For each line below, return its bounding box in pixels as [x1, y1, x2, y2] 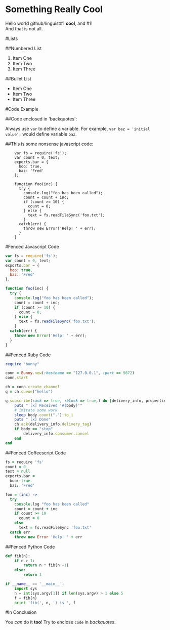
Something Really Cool [5, 4, 103, 15]
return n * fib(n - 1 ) [23, 563, 69, 568]
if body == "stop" [14, 427, 53, 432]
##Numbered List [5, 45, 42, 51]
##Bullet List [5, 75, 31, 81]
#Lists [5, 35, 18, 41]
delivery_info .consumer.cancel [23, 431, 90, 436]
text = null [5, 469, 30, 474]
